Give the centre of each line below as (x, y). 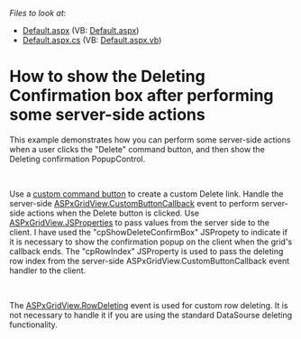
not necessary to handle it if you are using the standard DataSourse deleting (151, 315)
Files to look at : (38, 13)
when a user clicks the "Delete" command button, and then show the (137, 149)
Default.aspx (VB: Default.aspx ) (81, 30)
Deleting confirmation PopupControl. (78, 159)
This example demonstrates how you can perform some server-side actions (150, 140)
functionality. (34, 325)
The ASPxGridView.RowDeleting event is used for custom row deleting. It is (149, 305)
